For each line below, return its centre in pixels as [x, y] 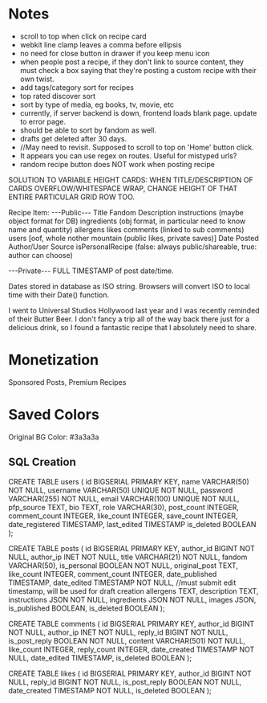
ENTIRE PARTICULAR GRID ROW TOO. [71, 197]
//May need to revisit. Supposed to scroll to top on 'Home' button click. [137, 147]
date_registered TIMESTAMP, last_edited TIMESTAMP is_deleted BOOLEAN [132, 524]
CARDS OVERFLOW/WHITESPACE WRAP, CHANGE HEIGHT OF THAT [123, 188]
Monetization [53, 360]
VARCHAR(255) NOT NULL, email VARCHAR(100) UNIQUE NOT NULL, [124, 498]
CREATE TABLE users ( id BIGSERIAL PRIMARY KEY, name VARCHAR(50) [129, 481]
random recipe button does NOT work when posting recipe [117, 164]
